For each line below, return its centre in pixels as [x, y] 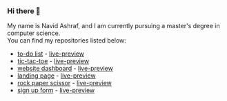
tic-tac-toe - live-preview [53, 61]
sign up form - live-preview [56, 90]
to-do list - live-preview [51, 54]
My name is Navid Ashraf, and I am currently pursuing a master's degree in [113, 26]
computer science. [34, 33]
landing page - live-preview [56, 76]
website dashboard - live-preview [65, 69]
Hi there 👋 [24, 11]
